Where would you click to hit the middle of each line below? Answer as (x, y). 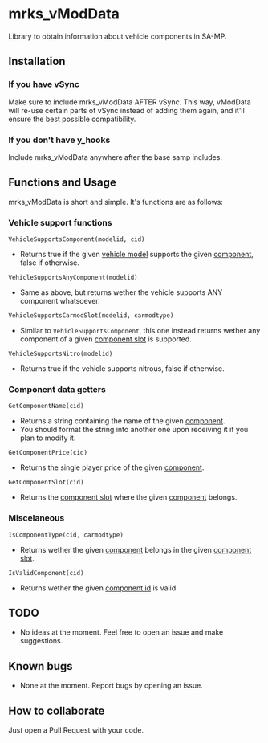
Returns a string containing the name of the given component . (122, 421)
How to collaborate (57, 710)
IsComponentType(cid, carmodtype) (66, 535)
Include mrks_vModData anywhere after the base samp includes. (116, 157)
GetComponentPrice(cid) (48, 453)
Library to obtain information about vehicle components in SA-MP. (118, 36)
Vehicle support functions (60, 222)
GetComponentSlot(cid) (46, 483)
